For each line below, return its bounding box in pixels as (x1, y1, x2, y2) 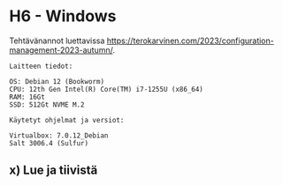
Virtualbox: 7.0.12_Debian (9, 130, 109, 140)
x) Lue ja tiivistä (9, 163, 98, 178)
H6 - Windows (9, 6, 117, 26)
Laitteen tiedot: (9, 62, 73, 71)
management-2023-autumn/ (9, 44, 113, 55)
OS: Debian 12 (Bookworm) (9, 77, 104, 86)
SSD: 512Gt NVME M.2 (9, 100, 86, 109)
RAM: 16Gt (9, 93, 46, 101)
